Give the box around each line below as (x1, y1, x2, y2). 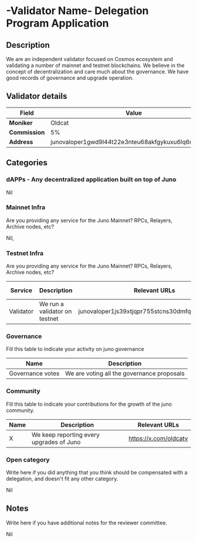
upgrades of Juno (31, 438, 81, 446)
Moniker (9, 119, 33, 127)
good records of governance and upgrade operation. (6, 75, 134, 81)
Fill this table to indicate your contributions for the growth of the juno (6, 400, 172, 407)
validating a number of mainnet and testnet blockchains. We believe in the (6, 62, 185, 69)
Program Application (6, 16, 110, 30)
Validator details (6, 91, 67, 101)
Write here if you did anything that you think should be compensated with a (6, 469, 188, 476)
